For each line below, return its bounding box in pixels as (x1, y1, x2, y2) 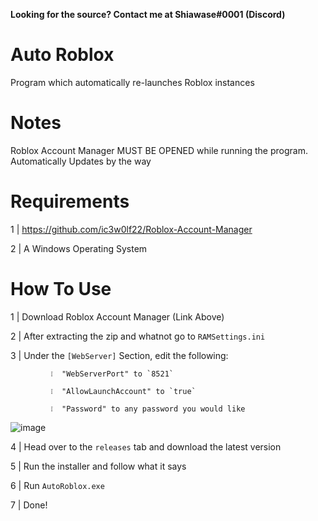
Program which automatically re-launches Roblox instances (10, 76, 255, 88)
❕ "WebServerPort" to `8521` (50, 369, 174, 379)
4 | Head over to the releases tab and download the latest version (10, 440, 282, 453)
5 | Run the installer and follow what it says (10, 460, 187, 472)
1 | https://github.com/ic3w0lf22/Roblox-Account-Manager (10, 223, 253, 235)
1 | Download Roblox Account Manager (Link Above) (10, 310, 225, 323)
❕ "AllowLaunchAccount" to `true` (50, 386, 197, 396)
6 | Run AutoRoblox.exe (10, 479, 105, 491)
